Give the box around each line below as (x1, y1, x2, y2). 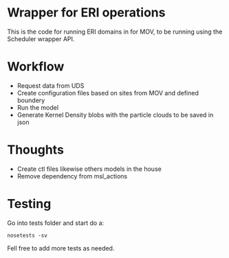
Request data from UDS (17, 81, 85, 90)
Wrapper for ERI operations (7, 5, 166, 21)
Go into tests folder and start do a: (7, 218, 105, 227)
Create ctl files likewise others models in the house (17, 165, 162, 173)
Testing (7, 196, 52, 211)
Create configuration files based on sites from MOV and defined (17, 89, 199, 97)
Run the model (17, 103, 59, 111)
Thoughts (7, 142, 64, 158)
